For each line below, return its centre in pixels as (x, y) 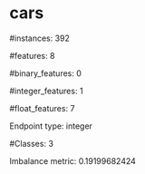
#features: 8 (32, 55)
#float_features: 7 (42, 108)
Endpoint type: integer (51, 126)
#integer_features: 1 (46, 91)
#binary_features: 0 (45, 73)
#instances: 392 (40, 38)
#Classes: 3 (32, 143)
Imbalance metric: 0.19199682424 (72, 160)
